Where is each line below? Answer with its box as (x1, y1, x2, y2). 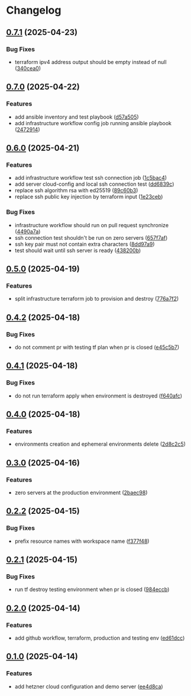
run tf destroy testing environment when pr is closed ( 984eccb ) (14, 586, 170, 593)
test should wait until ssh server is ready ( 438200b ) (14, 247, 141, 254)
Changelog (6, 4, 61, 17)
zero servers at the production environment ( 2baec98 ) (14, 489, 148, 496)
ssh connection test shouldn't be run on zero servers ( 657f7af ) (14, 234, 168, 241)
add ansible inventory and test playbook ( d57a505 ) (14, 113, 139, 120)
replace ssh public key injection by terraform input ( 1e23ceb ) (14, 193, 163, 201)
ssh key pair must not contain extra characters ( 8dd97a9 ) (14, 240, 155, 247)
